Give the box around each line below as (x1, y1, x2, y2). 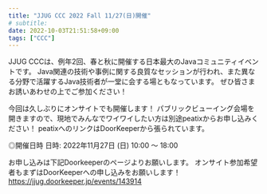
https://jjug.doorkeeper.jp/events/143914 (8, 176, 142, 186)
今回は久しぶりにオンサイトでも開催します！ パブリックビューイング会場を (8, 104, 255, 113)
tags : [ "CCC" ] (8, 34, 56, 42)
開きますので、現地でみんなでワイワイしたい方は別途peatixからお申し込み (8, 113, 252, 124)
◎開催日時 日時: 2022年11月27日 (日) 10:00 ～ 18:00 (8, 141, 179, 150)
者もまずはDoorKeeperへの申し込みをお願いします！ (8, 168, 181, 177)
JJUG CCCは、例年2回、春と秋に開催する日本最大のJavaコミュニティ (8, 57, 238, 66)
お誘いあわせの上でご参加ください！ (8, 87, 128, 97)
